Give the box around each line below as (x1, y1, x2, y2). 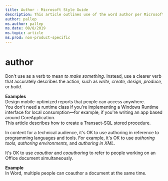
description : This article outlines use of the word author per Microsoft (5, 12, 164, 17)
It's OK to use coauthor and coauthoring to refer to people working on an (5, 150, 156, 156)
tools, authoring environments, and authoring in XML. (5, 140, 115, 146)
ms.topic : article (5, 30, 43, 35)
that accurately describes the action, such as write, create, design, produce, (5, 78, 162, 84)
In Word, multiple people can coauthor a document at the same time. (5, 170, 146, 176)
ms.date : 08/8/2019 (5, 26, 46, 31)
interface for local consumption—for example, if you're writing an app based (5, 109, 162, 115)
